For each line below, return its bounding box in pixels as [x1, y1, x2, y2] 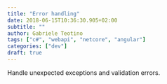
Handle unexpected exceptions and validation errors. [7, 68, 161, 77]
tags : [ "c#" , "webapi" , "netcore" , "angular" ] [7, 36, 146, 43]
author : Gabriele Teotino [7, 29, 83, 37]
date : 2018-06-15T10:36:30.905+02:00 [7, 17, 118, 24]
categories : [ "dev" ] [7, 43, 68, 50]
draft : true [7, 50, 42, 57]
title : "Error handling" [7, 10, 80, 17]
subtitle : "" [7, 23, 46, 30]
